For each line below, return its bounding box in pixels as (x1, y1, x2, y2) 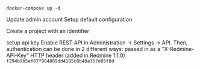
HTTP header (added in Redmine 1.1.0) (30, 52, 125, 59)
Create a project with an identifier (6, 28, 89, 35)
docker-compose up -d (6, 5, 61, 11)
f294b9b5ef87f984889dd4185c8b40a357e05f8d (6, 58, 114, 64)
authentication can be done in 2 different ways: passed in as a (6, 46, 161, 53)
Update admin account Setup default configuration (6, 16, 133, 23)
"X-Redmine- (161, 46, 195, 53)
